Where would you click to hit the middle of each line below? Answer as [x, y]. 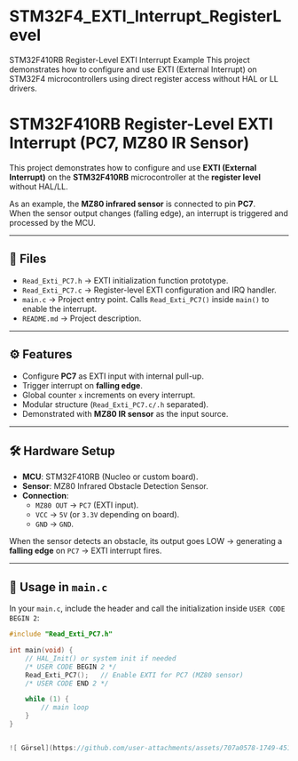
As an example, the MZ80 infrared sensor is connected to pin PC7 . [132, 204]
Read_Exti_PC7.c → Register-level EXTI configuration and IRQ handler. [149, 290]
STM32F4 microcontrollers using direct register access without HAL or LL [144, 78]
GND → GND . [54, 524]
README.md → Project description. [82, 318]
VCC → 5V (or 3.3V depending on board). [107, 515]
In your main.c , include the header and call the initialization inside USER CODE [147, 609]
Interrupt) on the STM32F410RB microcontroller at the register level [135, 177]
